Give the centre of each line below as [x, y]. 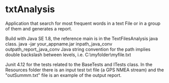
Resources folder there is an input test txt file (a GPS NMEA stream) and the [85, 70]
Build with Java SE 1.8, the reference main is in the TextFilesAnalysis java [82, 38]
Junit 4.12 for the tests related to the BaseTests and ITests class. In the [79, 64]
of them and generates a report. [39, 28]
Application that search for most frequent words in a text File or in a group [83, 23]
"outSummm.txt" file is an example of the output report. [64, 75]
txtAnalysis [30, 9]
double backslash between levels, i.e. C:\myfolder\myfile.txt [68, 55]
